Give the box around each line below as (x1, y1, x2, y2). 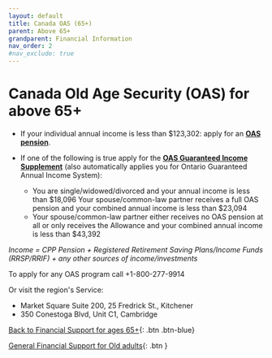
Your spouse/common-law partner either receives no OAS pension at (32, 212, 264, 222)
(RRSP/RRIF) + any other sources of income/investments (8, 253, 198, 263)
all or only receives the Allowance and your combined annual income (32, 220, 263, 230)
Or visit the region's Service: (8, 285, 104, 295)
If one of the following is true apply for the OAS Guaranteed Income (19, 153, 248, 162)
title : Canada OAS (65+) (8, 19, 93, 28)
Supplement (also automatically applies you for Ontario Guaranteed (19, 162, 248, 171)
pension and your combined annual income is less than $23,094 (32, 203, 248, 213)
